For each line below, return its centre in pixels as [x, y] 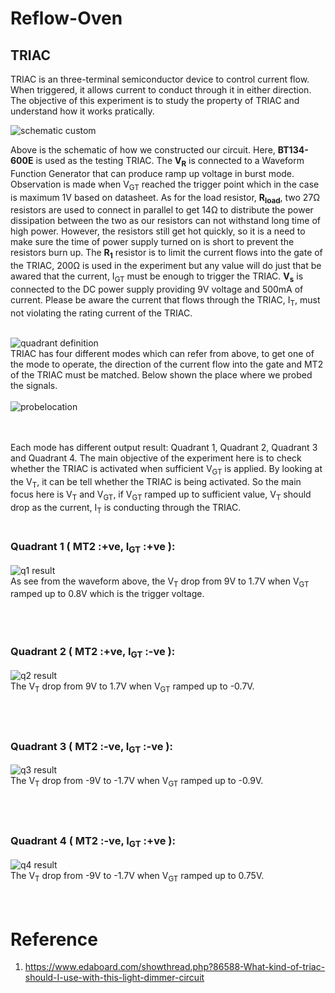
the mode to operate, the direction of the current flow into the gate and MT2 [167, 364]
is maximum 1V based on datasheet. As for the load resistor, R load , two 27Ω [165, 198]
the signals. [34, 385]
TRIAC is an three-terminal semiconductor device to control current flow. [160, 79]
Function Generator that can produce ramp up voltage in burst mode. [152, 173]
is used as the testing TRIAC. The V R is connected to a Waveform [170, 162]
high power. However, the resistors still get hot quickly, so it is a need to [158, 231]
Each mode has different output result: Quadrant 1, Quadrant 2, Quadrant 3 [164, 447]
